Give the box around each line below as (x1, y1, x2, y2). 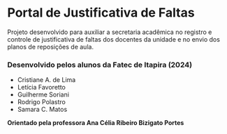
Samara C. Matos (17, 106, 68, 114)
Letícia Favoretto (17, 83, 66, 92)
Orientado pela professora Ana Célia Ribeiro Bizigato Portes (7, 119, 184, 127)
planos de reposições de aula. (7, 42, 94, 51)
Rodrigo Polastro (17, 98, 66, 106)
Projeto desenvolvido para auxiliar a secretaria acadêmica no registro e (7, 28, 212, 36)
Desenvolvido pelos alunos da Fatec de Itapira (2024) (7, 60, 193, 69)
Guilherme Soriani (17, 90, 70, 99)
